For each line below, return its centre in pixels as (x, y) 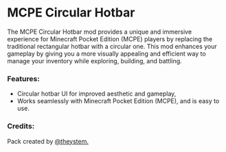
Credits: (21, 127)
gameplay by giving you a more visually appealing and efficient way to (106, 54)
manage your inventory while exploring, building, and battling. (94, 61)
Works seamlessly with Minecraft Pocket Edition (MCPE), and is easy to (118, 101)
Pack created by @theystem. (48, 141)
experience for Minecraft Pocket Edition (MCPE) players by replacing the (110, 39)
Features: (23, 78)
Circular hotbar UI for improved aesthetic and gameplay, (97, 94)
